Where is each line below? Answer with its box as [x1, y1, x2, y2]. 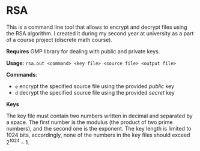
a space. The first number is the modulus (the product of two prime [6, 118, 173, 126]
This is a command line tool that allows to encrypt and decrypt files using [6, 23, 187, 31]
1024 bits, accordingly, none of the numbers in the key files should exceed [6, 131, 190, 138]
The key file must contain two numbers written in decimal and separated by [6, 112, 193, 119]
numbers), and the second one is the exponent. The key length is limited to [6, 125, 192, 132]
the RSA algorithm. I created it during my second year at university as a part [6, 29, 194, 37]
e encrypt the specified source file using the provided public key [14, 82, 175, 90]
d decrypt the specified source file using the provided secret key [14, 89, 175, 96]
